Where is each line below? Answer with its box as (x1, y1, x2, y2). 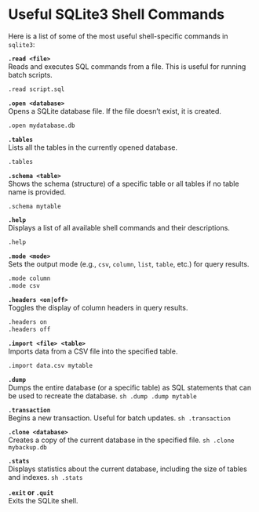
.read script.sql (8, 85, 65, 93)
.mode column (8, 274, 51, 283)
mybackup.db (8, 443, 47, 452)
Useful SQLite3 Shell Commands (8, 5, 225, 24)
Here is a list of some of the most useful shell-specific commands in (8, 31, 228, 41)
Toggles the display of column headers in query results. (8, 303, 188, 313)
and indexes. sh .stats (8, 472, 84, 481)
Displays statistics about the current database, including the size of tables (8, 464, 247, 474)
